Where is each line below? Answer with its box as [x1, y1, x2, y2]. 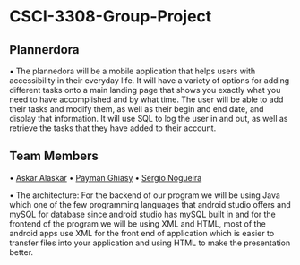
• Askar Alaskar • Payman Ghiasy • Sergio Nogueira [9, 172, 202, 183]
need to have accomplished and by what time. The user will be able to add [9, 94, 284, 105]
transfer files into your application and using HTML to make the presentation [9, 237, 291, 248]
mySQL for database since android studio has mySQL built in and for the [9, 209, 276, 219]
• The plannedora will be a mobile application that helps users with [9, 65, 256, 76]
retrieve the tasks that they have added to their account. [9, 123, 217, 133]
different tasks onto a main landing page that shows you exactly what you [9, 85, 281, 95]
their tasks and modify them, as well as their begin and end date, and [9, 104, 264, 114]
